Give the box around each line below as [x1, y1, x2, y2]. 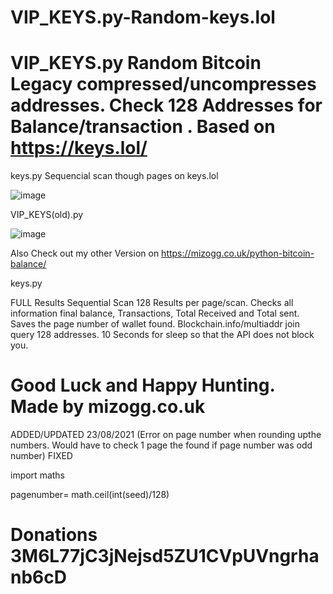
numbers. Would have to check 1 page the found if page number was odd [10, 439, 313, 451]
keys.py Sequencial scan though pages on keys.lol [10, 170, 219, 182]
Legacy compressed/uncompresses [10, 73, 317, 96]
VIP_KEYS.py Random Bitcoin [10, 52, 262, 75]
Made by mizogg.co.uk [10, 396, 206, 418]
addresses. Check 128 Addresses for [10, 94, 323, 117]
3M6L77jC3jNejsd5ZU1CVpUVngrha [10, 545, 320, 568]
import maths [10, 469, 66, 481]
